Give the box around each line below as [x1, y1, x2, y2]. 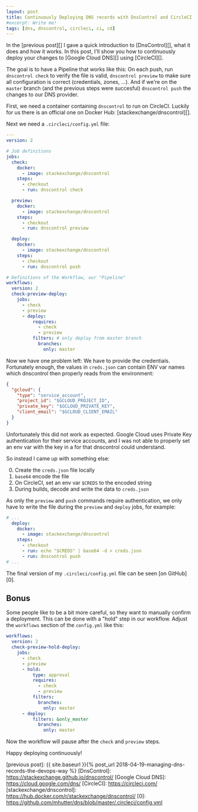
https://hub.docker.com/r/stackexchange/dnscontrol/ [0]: [6, 792, 146, 800]
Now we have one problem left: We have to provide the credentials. [6, 357, 170, 364]
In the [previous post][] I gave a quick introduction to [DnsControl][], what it [6, 42, 191, 49]
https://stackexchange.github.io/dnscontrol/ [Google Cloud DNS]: [6, 774, 166, 781]
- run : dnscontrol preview [21, 225, 89, 231]
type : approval [32, 672, 70, 678]
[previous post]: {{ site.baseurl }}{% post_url [6, 761, 115, 768]
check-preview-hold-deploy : [11, 644, 81, 650]
